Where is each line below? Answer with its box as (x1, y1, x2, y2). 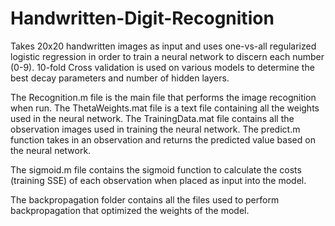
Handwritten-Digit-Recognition (10, 7, 275, 30)
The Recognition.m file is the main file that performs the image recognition (10, 91, 317, 103)
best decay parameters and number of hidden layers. (10, 72, 230, 84)
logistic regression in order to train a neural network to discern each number (10, 50, 325, 62)
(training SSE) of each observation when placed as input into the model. (10, 174, 307, 186)
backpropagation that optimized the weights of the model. (10, 204, 250, 216)
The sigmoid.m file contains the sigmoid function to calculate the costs (10, 163, 302, 176)
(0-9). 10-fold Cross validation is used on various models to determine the (10, 61, 315, 73)
